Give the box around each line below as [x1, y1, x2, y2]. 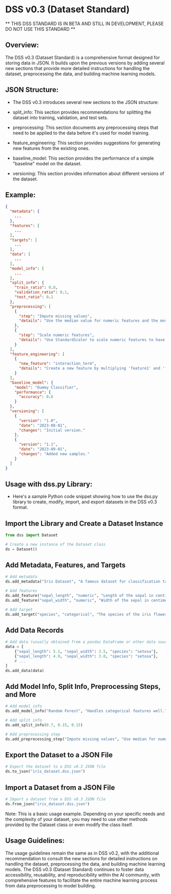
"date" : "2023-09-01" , [18, 446, 67, 452]
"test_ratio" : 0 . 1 [14, 295, 53, 300]
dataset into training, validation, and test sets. [12, 114, 108, 121]
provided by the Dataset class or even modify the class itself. [5, 821, 133, 828]
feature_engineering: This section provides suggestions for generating [12, 140, 160, 146]
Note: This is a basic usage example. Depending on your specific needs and [5, 811, 165, 817]
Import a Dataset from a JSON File [5, 783, 116, 792]
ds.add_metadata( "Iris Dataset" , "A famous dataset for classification [5, 579, 160, 584]
